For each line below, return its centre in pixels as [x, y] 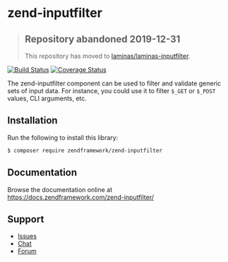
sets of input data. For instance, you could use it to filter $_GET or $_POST [112, 91]
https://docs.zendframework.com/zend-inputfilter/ [80, 197]
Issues [27, 236]
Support [26, 219]
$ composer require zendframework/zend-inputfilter [85, 150]
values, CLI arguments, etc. [47, 98]
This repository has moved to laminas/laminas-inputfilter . [107, 56]
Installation [32, 120]
